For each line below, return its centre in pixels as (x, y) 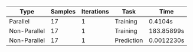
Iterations (95, 11)
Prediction (129, 40)
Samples (63, 11)
